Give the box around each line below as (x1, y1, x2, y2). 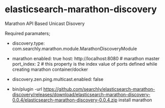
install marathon (118, 97, 152, 103)
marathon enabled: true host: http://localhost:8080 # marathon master (12, 55, 160, 62)
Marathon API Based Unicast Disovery (5, 20, 85, 26)
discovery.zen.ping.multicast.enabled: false (12, 76, 104, 82)
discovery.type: (12, 40, 45, 46)
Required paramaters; (5, 30, 50, 36)
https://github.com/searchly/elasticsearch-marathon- (43, 86, 155, 92)
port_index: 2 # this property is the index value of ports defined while (12, 61, 157, 67)
